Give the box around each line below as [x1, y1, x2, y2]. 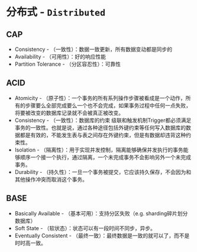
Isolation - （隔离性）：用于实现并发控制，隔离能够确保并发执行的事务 [14, 146, 183, 153]
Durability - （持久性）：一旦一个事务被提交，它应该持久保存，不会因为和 [14, 168, 192, 175]
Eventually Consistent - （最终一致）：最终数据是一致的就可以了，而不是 [14, 232, 190, 239]
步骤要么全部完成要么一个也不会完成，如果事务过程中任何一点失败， [25, 102, 191, 109]
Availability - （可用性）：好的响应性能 [14, 53, 106, 60]
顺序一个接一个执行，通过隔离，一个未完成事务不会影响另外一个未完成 [20, 153, 191, 160]
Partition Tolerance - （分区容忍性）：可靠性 [14, 60, 121, 67]
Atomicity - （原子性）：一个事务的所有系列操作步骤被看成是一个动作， [14, 94, 186, 101]
